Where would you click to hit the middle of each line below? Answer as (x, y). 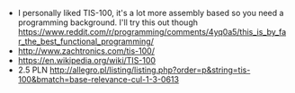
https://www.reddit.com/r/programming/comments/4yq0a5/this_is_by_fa (152, 32)
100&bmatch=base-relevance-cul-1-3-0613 (98, 79)
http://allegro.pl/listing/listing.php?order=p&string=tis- (150, 70)
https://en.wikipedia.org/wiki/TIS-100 (86, 60)
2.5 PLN (32, 70)
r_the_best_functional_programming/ (86, 41)
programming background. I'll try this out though (107, 22)
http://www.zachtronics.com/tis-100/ (86, 51)
